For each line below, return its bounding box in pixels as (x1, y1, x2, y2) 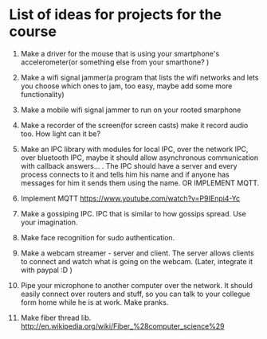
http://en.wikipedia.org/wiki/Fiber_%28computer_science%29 (20, 321, 226, 331)
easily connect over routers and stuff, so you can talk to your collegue (20, 289, 250, 298)
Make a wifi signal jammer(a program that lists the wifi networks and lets (20, 72, 259, 82)
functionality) (20, 89, 65, 99)
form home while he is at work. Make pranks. (20, 297, 169, 307)
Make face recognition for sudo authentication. (20, 232, 175, 242)
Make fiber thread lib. (20, 313, 92, 322)
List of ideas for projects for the (9, 6, 222, 24)
